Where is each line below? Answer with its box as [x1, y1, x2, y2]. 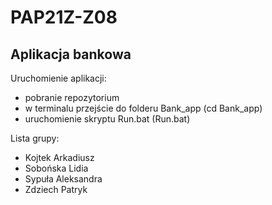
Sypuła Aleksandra [24, 173, 103, 185]
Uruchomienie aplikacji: [10, 72, 107, 84]
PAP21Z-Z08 [10, 6, 118, 29]
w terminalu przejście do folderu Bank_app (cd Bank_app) [24, 102, 263, 114]
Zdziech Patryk [24, 184, 88, 195]
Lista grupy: [10, 132, 60, 144]
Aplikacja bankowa [10, 46, 132, 63]
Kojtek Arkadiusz [24, 152, 95, 163]
